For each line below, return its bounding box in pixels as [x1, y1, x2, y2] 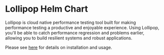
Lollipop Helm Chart [5, 3, 88, 15]
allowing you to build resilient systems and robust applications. [5, 35, 132, 41]
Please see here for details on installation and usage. [5, 44, 112, 50]
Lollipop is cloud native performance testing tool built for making [5, 19, 136, 25]
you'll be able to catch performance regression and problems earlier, [5, 30, 144, 36]
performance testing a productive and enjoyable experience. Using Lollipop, [5, 24, 160, 30]
